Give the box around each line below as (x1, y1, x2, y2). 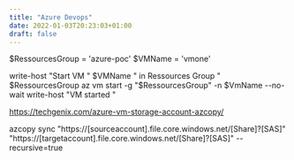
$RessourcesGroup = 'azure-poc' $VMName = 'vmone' (9, 54, 211, 65)
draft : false (9, 29, 57, 38)
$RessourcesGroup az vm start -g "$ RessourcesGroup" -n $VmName (9, 80, 263, 91)
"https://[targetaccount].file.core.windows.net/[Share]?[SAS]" (9, 133, 235, 144)
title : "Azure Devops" (9, 12, 93, 22)
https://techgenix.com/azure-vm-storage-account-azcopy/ (9, 107, 224, 118)
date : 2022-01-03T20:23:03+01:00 (9, 21, 132, 30)
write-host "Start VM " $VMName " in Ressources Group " (9, 71, 221, 81)
